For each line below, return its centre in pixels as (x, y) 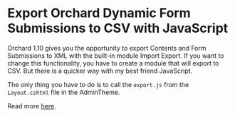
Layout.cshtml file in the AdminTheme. (64, 92)
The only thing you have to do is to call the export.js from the (98, 84)
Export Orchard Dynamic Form (99, 13)
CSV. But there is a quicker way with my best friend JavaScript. (100, 71)
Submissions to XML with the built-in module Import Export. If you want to (116, 56)
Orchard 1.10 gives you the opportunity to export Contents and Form (107, 48)
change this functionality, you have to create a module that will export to (113, 63)
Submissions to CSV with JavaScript (118, 28)
